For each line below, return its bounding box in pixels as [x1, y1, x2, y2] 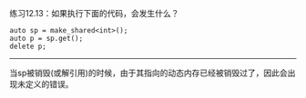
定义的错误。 [25, 79, 74, 89]
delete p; [9, 42, 47, 51]
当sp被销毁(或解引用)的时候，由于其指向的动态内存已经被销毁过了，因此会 [9, 67, 289, 78]
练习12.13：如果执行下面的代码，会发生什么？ [9, 8, 179, 18]
